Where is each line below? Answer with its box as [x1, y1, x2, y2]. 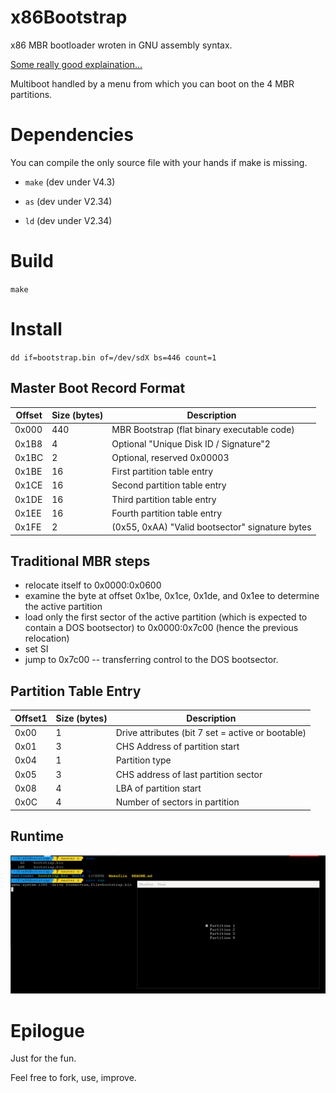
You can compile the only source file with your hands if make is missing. [10, 156, 308, 168]
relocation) [24, 632, 70, 645]
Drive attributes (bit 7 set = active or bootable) [115, 726, 307, 738]
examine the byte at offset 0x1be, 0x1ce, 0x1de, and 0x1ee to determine [24, 590, 320, 602]
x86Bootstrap [10, 6, 128, 29]
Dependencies [10, 124, 134, 146]
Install [10, 318, 63, 340]
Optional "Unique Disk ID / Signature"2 [111, 437, 271, 450]
